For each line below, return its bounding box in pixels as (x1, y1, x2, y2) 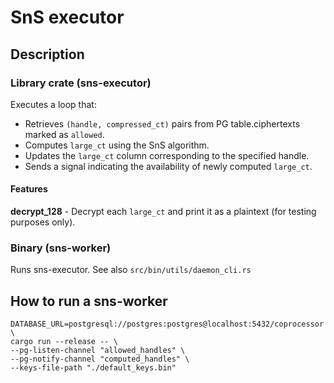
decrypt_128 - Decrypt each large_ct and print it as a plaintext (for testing (10, 206, 317, 218)
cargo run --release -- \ (10, 337, 118, 347)
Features (10, 183, 48, 195)
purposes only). (10, 216, 76, 228)
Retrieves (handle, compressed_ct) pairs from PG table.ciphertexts (24, 117, 301, 130)
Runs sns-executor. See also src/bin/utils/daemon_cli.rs (10, 264, 252, 276)
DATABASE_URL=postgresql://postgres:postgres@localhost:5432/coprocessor (10, 319, 325, 330)
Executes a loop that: (10, 98, 97, 110)
